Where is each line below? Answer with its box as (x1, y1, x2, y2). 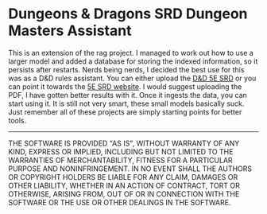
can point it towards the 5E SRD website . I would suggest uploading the (8, 81, 242, 91)
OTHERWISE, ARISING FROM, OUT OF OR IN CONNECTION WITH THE (8, 189, 240, 199)
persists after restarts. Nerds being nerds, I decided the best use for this (8, 64, 245, 74)
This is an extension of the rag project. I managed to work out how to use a (8, 48, 254, 57)
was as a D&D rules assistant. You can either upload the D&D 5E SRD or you (8, 73, 257, 83)
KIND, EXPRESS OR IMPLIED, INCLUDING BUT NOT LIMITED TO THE (8, 146, 234, 156)
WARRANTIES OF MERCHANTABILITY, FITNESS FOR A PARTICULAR (8, 155, 233, 165)
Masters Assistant (8, 21, 132, 40)
